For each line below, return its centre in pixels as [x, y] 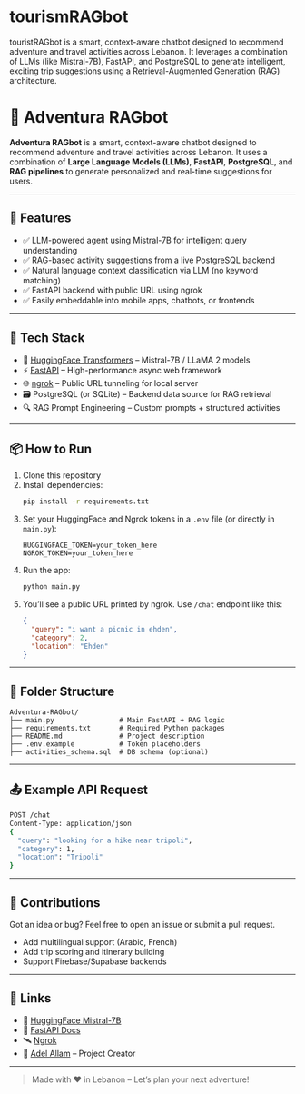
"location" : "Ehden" [70, 646]
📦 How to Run [51, 448]
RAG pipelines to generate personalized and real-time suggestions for [141, 171]
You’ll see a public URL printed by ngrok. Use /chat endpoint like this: [152, 604]
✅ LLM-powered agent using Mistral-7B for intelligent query [134, 240]
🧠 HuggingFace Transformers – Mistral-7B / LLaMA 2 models [136, 360]
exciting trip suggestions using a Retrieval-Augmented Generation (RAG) [145, 71]
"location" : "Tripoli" [60, 857]
